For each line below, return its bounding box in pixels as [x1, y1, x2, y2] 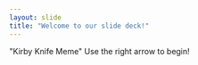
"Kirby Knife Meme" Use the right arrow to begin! [9, 45, 190, 56]
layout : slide [9, 12, 62, 22]
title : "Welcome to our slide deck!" [9, 21, 150, 30]
